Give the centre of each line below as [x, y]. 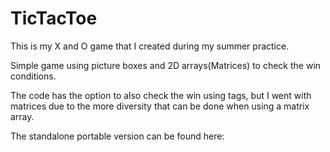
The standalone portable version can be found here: [117, 136]
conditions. [33, 76]
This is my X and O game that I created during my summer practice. [150, 46]
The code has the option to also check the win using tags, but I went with [161, 95]
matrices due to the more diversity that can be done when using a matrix [160, 106]
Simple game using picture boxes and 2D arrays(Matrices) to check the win [166, 65]
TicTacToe [54, 18]
